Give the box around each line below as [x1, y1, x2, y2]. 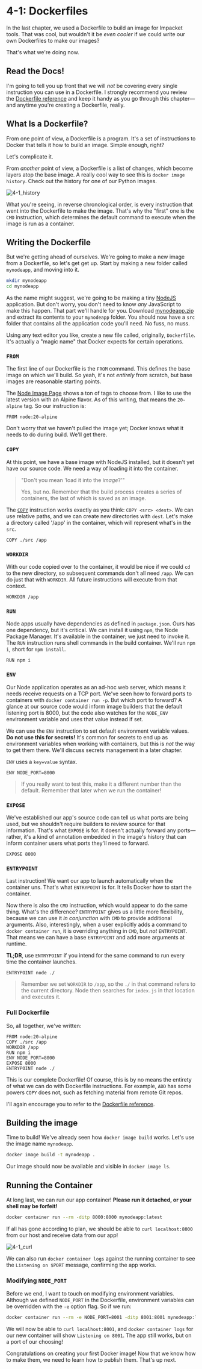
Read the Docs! [6, 66, 65, 77]
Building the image [6, 1118, 78, 1128]
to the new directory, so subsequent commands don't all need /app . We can [6, 569, 194, 577]
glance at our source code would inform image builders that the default [6, 703, 183, 710]
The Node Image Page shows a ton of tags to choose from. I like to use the [6, 390, 192, 397]
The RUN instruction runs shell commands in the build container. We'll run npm [6, 639, 195, 647]
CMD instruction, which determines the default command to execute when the [6, 213, 196, 221]
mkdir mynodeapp [6, 278, 47, 284]
